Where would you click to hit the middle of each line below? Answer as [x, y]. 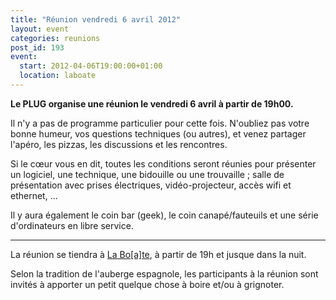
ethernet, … [34, 195]
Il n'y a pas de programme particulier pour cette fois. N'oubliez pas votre [160, 123]
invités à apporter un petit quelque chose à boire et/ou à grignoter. [147, 284]
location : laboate [58, 76]
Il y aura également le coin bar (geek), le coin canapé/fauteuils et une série [164, 215]
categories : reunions [55, 38]
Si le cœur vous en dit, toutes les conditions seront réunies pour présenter [163, 163]
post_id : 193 [37, 47]
